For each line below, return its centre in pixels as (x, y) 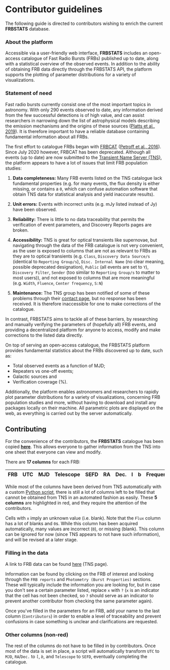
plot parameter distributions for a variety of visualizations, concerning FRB (83, 397)
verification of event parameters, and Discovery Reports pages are (82, 225)
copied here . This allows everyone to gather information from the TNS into (83, 447)
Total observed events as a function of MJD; (59, 365)
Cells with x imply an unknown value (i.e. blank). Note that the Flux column (83, 518)
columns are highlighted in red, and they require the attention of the (76, 503)
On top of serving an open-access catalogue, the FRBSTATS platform (78, 345)
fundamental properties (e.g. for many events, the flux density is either (86, 183)
